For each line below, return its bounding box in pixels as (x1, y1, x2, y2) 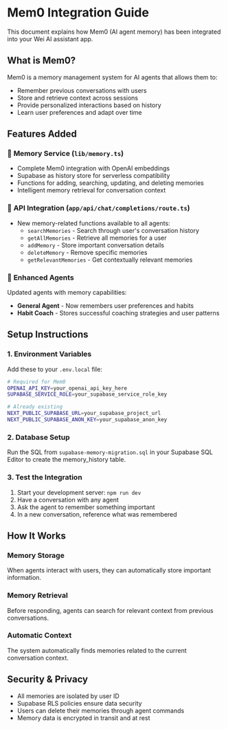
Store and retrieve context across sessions (16, 93, 139, 102)
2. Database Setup (7, 432, 70, 442)
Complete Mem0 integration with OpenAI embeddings (16, 164, 170, 172)
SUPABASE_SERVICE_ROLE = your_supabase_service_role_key (7, 391, 168, 398)
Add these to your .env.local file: (7, 365, 103, 373)
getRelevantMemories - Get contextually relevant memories (27, 256, 193, 264)
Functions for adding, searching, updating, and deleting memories (16, 179, 204, 187)
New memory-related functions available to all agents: (16, 218, 170, 227)
